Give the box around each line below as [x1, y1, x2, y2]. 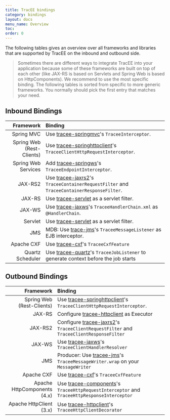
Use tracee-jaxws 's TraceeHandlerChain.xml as [45, 203, 158, 210]
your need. [17, 92, 40, 98]
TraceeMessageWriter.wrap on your [57, 358, 139, 365]
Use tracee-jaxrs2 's [45, 174, 94, 181]
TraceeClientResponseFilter [57, 331, 125, 337]
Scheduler [16, 255, 41, 262]
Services [19, 165, 41, 173]
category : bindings [5, 12, 47, 17]
